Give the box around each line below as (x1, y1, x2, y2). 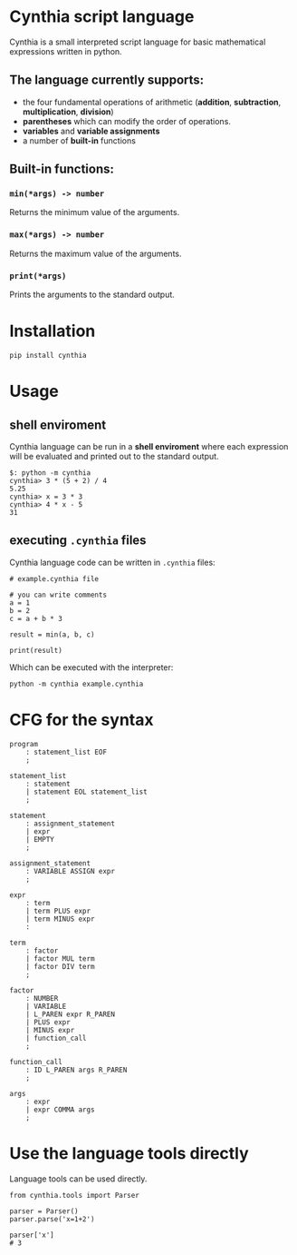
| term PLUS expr (25, 906, 91, 915)
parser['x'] (9, 1230, 54, 1240)
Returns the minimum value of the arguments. (9, 207, 180, 218)
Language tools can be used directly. (9, 1173, 148, 1184)
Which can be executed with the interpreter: (9, 661, 174, 673)
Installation (9, 321, 96, 341)
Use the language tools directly (9, 1142, 249, 1163)
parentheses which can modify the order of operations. (22, 115, 231, 126)
